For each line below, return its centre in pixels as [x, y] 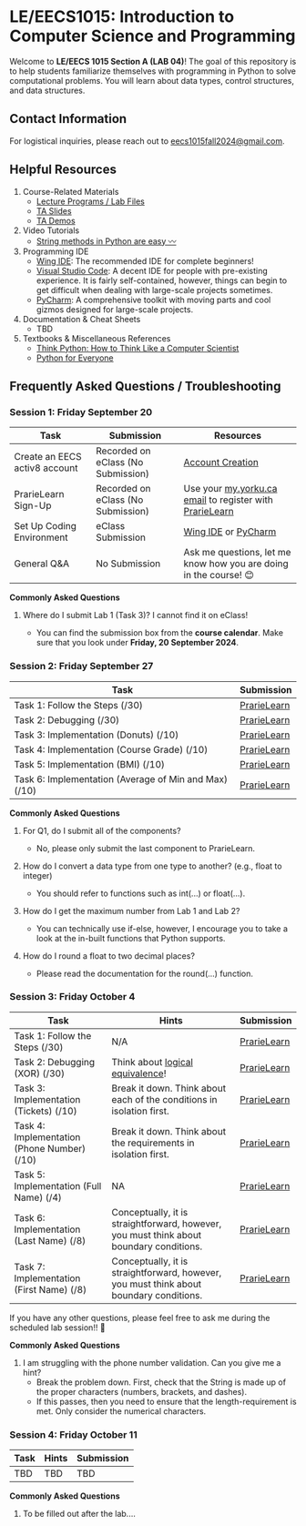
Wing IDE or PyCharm [230, 532]
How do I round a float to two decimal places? [109, 956]
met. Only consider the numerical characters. [121, 1411]
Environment [41, 537]
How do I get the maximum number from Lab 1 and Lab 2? [131, 911]
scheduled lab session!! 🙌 [58, 1328]
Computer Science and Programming [153, 36]
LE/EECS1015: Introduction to [122, 17]
